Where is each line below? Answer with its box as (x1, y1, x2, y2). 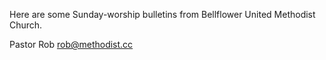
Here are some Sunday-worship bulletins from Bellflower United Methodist (9, 9, 316, 20)
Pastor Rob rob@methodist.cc (9, 39, 134, 50)
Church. (9, 19, 43, 31)
